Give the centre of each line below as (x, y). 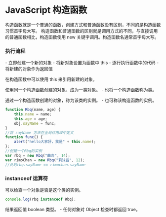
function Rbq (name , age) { (33, 110)
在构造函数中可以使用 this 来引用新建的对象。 (51, 79)
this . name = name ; (33, 114)
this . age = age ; (31, 119)
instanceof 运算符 (27, 178)
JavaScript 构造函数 (46, 10)
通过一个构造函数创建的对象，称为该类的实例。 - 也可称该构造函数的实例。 (81, 100)
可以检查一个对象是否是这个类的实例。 (44, 190)
